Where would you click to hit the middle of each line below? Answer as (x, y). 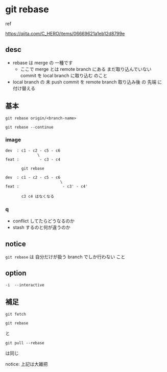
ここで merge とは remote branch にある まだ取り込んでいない (86, 69)
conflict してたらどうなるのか (44, 221)
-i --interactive (25, 285)
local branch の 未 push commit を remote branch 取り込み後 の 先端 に (87, 82)
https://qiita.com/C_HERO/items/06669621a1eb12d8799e (65, 33)
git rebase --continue (29, 127)
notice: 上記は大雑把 (27, 364)
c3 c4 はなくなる (38, 196)
